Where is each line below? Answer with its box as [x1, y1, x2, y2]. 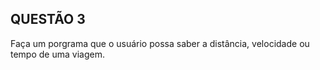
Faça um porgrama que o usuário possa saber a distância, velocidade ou [10, 37, 310, 49]
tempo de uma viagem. [10, 48, 105, 60]
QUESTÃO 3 [10, 11, 86, 28]
